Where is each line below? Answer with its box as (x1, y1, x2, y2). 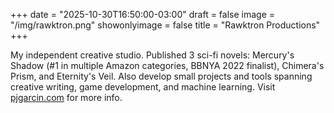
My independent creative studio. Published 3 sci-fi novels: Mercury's (10, 49, 295, 61)
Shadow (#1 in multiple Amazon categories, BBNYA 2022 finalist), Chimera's (10, 60, 325, 71)
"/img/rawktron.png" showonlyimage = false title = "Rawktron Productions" (10, 19, 321, 31)
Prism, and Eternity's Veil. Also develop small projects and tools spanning (10, 70, 313, 82)
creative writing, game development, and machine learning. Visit (10, 81, 276, 93)
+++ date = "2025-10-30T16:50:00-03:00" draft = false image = (10, 9, 276, 20)
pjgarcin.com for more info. (10, 92, 123, 103)
